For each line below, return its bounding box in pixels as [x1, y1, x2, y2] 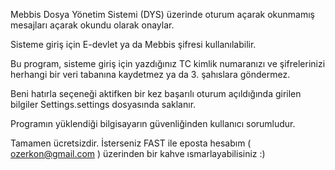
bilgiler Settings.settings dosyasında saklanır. [10, 99, 197, 110]
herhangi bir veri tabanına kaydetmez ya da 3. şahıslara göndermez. [10, 69, 291, 80]
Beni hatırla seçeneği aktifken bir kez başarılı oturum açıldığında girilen [10, 88, 302, 99]
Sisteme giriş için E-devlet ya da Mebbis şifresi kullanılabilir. [10, 39, 257, 50]
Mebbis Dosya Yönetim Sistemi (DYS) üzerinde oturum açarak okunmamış [10, 9, 315, 20]
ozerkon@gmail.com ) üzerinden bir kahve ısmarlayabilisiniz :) [10, 148, 266, 159]
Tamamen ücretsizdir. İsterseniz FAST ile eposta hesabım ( [10, 137, 252, 149]
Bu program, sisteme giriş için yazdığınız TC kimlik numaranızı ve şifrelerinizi [10, 58, 326, 69]
